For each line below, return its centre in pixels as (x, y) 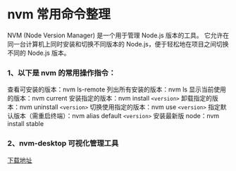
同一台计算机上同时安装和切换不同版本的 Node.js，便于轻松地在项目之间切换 (118, 44)
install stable (26, 124)
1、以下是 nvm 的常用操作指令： (62, 72)
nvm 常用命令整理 (59, 14)
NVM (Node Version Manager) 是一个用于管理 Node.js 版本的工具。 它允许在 (118, 35)
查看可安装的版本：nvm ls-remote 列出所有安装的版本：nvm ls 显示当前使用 (117, 89)
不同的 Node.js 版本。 (39, 53)
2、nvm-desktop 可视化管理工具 (63, 144)
